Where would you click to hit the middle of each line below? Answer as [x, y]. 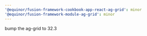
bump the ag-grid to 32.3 [31, 28]
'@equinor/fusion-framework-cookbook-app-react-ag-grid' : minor [73, 10]
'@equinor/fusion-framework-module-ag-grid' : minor [60, 14]
